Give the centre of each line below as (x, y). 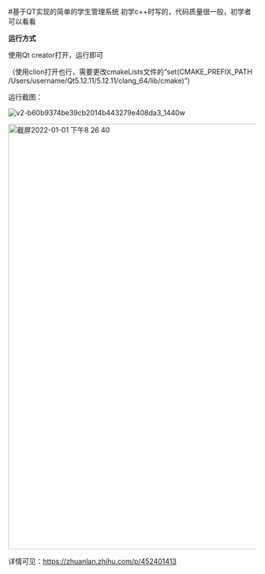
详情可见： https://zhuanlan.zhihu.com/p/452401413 (93, 561)
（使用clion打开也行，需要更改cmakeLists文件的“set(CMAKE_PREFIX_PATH (130, 72)
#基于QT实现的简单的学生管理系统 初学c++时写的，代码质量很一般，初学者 (130, 11)
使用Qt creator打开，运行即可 (56, 55)
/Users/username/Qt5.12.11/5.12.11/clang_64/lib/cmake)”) (99, 81)
